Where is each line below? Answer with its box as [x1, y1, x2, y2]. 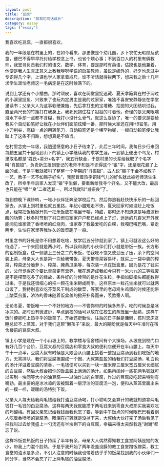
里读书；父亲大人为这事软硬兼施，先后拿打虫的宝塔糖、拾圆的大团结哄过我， [5, 103, 159, 109]
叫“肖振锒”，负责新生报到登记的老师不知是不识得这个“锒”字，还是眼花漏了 [5, 162, 154, 168]
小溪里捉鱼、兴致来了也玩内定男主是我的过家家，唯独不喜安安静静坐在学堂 [9, 97, 159, 102]
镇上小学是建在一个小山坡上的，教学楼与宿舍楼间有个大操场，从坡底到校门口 [5, 338, 159, 344]
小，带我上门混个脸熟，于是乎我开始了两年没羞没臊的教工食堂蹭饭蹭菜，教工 [5, 444, 159, 449]
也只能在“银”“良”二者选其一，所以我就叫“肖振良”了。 [5, 186, 111, 192]
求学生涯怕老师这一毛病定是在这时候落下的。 [5, 80, 95, 86]
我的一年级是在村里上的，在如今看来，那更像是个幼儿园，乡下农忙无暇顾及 [5, 50, 155, 56]
